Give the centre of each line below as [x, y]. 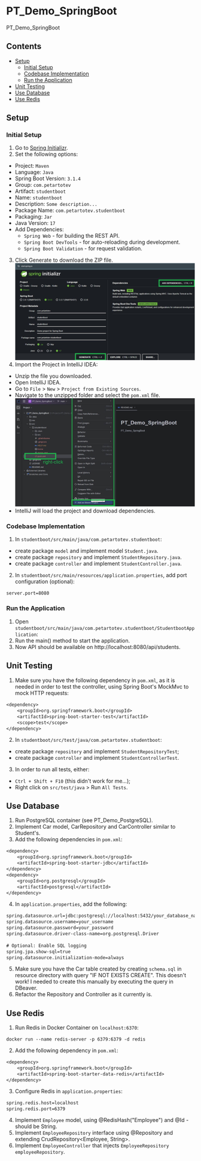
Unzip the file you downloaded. [53, 376]
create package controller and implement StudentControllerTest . [97, 757]
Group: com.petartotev [43, 185]
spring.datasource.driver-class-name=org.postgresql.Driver [83, 934]
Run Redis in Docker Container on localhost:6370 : [77, 1027]
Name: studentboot [39, 198]
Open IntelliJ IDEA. [38, 383]
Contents [24, 46]
